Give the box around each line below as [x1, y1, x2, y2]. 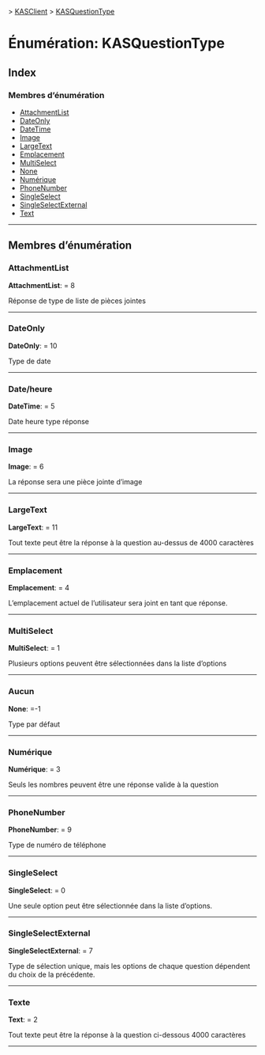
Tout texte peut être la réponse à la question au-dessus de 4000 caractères [8, 537, 254, 547]
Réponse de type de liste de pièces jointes [8, 296, 146, 305]
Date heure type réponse [8, 417, 89, 427]
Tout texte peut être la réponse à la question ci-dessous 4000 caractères [8, 1030, 246, 1040]
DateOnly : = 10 [8, 340, 58, 351]
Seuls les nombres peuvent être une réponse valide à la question [8, 780, 219, 789]
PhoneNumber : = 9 [8, 825, 73, 834]
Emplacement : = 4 [8, 583, 69, 593]
